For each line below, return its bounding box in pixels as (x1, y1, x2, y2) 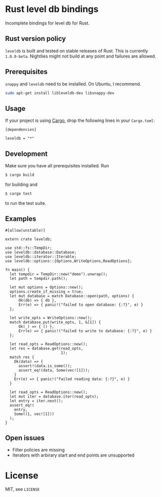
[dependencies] (5, 127, 37, 132)
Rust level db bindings (5, 3, 98, 15)
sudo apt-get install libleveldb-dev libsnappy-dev (5, 90, 114, 95)
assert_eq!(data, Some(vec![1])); (18, 368, 90, 373)
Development (5, 149, 48, 158)
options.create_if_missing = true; (9, 289, 83, 294)
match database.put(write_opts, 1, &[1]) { (9, 320, 101, 325)
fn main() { (5, 267, 30, 272)
